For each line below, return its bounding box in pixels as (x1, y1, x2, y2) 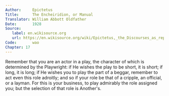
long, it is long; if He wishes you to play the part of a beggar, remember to (5, 69, 158, 75)
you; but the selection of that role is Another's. (5, 85, 102, 91)
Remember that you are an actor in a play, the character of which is (5, 58, 144, 64)
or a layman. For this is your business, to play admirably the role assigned (5, 80, 157, 86)
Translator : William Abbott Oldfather (5, 17, 87, 22)
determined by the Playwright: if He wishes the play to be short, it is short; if (5, 64, 163, 70)
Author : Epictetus (5, 7, 53, 13)
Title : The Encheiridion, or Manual (5, 12, 94, 17)
